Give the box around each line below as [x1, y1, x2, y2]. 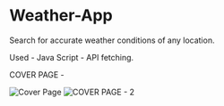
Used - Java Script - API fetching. [9, 52, 134, 62]
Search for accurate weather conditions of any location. [9, 35, 215, 45]
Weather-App [9, 5, 114, 26]
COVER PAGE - [9, 69, 65, 80]
